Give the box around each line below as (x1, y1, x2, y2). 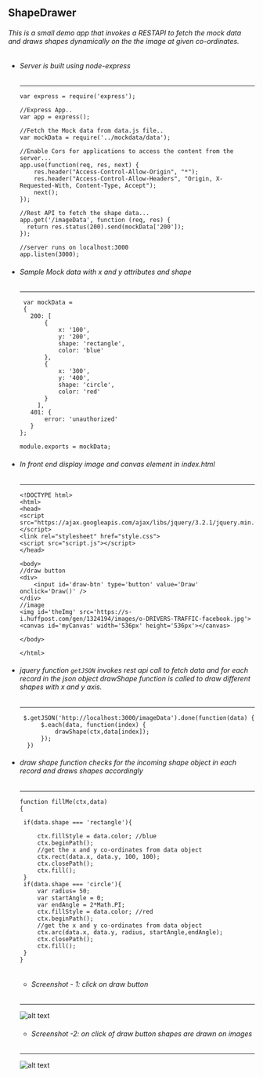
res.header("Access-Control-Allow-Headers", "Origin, (34, 175, 213, 183)
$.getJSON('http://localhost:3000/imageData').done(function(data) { (23, 714, 255, 721)
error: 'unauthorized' (44, 415, 119, 423)
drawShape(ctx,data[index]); (54, 728, 150, 736)
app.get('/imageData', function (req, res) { (19, 216, 171, 225)
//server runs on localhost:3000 (19, 243, 129, 252)
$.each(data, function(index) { (40, 721, 146, 728)
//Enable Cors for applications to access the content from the (19, 148, 234, 155)
